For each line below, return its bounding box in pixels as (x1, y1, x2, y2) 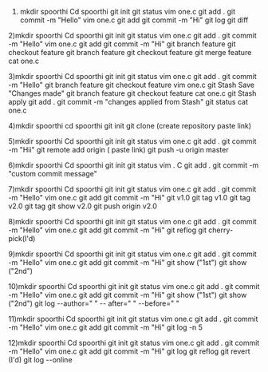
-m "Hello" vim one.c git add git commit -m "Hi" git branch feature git (8, 39, 236, 49)
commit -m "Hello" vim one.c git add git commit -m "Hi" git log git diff (19, 15, 249, 25)
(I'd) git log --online (8, 355, 73, 364)
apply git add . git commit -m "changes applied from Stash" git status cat (8, 97, 249, 106)
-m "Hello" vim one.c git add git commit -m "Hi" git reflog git (8, 225, 207, 235)
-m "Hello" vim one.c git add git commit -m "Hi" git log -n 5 (8, 323, 203, 332)
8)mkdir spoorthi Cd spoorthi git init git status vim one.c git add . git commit (8, 217, 257, 226)
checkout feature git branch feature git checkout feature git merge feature (8, 48, 252, 57)
